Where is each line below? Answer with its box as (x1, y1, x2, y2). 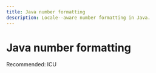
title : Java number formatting (6, 9, 86, 15)
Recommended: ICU (6, 61, 57, 68)
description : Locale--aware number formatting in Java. (6, 15, 151, 21)
